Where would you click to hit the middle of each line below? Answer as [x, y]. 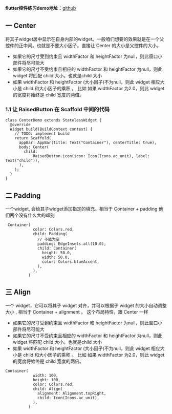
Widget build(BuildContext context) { [51, 129]
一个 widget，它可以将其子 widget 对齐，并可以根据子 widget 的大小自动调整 [86, 305]
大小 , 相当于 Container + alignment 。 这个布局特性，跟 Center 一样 [77, 312]
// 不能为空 [49, 239]
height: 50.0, [57, 253]
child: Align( [48, 389]
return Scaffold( [33, 138]
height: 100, [46, 380]
